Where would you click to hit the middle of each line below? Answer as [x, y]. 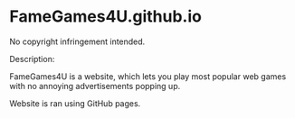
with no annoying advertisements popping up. [95, 86]
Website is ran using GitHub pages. [75, 103]
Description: [32, 59]
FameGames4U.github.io [105, 17]
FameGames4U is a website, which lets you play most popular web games [148, 76]
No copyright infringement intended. [77, 41]
